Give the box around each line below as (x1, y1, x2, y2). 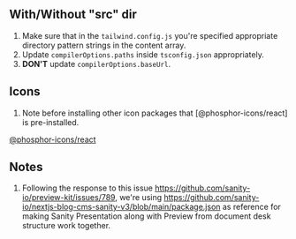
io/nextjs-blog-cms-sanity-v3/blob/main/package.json (21, 202, 221, 213)
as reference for (222, 202, 281, 213)
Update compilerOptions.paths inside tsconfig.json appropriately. (21, 49, 265, 60)
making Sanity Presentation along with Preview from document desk (21, 211, 271, 221)
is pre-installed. (21, 116, 80, 127)
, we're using (114, 192, 163, 203)
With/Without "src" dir (9, 7, 137, 22)
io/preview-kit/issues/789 (21, 192, 116, 203)
